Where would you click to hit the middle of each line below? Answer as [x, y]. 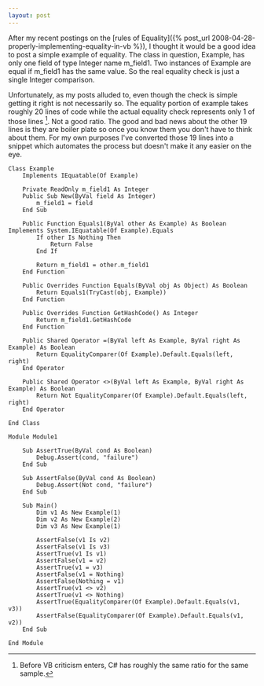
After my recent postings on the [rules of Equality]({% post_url [109, 38]
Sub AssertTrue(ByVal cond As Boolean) [88, 451]
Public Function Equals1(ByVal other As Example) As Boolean [124, 224]
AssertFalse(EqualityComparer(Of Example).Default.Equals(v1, [140, 616]
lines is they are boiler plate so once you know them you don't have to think [130, 130]
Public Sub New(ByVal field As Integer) [89, 196]
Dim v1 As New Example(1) [79, 513]
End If [47, 251]
